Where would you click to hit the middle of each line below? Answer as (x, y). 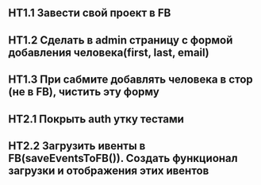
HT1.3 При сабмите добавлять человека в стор (131, 80)
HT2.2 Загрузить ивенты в (77, 146)
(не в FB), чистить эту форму (84, 92)
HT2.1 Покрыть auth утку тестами (96, 119)
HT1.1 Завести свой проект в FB (90, 13)
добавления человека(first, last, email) (109, 52)
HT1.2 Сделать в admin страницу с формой (121, 40)
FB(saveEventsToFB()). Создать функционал (123, 158)
